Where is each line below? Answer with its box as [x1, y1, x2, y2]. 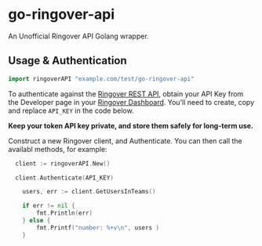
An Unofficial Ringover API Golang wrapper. [8, 31, 149, 41]
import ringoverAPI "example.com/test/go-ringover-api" [8, 74, 195, 83]
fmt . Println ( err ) [36, 209, 93, 217]
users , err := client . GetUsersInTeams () [22, 188, 156, 196]
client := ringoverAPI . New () [15, 159, 111, 168]
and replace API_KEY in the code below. [8, 106, 135, 115]
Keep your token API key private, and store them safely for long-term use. [8, 121, 253, 130]
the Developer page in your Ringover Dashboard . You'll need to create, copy [8, 97, 255, 107]
